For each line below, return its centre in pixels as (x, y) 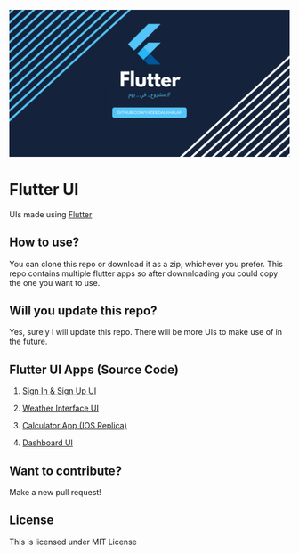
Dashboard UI (48, 443)
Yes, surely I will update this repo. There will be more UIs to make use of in (146, 332)
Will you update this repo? (83, 310)
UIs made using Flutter (51, 214)
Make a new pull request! (56, 492)
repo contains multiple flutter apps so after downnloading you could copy (144, 273)
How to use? (44, 243)
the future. (28, 342)
